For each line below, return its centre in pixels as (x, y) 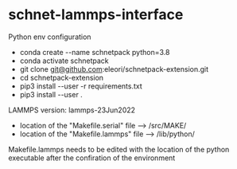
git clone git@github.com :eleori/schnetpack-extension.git (114, 69)
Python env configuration (50, 37)
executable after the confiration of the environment (92, 158)
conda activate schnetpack (64, 61)
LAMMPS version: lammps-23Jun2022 (72, 110)
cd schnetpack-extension (62, 77)
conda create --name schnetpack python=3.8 (95, 52)
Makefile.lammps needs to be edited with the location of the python (119, 149)
